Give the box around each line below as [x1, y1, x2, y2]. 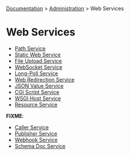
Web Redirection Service [14, 76, 75, 83]
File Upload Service [14, 57, 63, 64]
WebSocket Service [14, 63, 63, 70]
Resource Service [14, 101, 58, 108]
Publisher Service [14, 130, 57, 137]
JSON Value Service [14, 82, 64, 89]
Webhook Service [14, 136, 58, 143]
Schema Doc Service [14, 142, 66, 149]
